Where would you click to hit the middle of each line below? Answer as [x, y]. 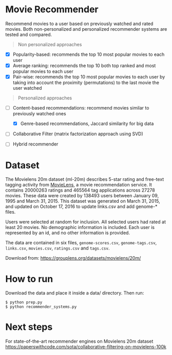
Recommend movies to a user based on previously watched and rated [79, 24]
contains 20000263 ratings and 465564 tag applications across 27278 [80, 190]
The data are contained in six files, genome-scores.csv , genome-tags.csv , [81, 243]
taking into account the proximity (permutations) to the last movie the [86, 82]
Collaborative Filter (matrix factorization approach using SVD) [78, 134]
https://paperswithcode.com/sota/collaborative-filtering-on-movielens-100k [86, 347]
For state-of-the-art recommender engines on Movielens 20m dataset [79, 341]
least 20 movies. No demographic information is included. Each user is [80, 227]
